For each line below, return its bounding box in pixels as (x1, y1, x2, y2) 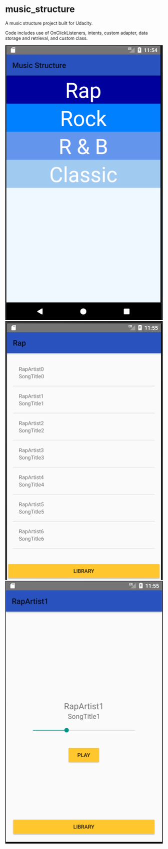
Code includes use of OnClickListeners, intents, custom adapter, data (5, 30, 148, 36)
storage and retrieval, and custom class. (5, 35, 88, 41)
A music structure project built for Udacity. (5, 20, 93, 26)
